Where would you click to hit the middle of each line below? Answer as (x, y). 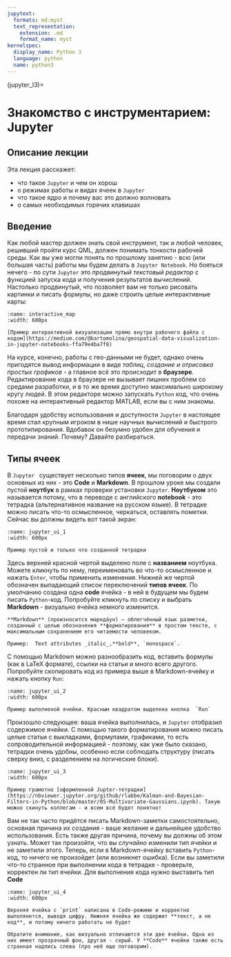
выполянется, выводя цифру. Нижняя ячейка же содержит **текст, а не (109, 916)
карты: (17, 302)
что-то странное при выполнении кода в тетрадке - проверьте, (101, 865)
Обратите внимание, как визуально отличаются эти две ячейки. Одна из (111, 935)
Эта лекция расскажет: (41, 169)
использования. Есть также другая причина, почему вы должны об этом (115, 835)
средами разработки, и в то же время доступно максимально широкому (115, 387)
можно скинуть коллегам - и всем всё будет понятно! (84, 808)
